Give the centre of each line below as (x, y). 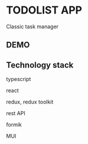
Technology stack (40, 65)
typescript (19, 79)
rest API (16, 113)
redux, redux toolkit (30, 102)
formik (14, 125)
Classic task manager (32, 26)
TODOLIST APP (44, 10)
